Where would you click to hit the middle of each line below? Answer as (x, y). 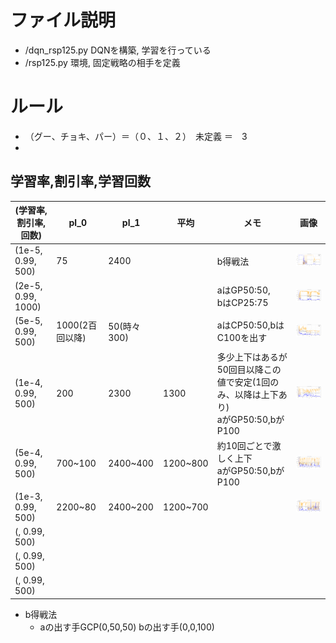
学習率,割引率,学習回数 (81, 181)
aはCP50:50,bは (250, 325)
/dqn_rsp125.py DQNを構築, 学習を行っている (118, 50)
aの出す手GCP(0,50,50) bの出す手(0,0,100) (127, 627)
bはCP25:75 (242, 303)
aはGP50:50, (243, 290)
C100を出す (242, 338)
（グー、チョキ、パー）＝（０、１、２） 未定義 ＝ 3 (136, 136)
